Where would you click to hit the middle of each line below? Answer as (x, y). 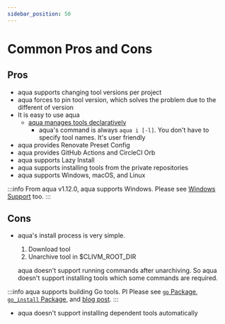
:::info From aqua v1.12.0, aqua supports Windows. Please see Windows (111, 189)
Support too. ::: (29, 196)
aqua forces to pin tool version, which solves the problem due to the (117, 99)
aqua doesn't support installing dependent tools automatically (108, 313)
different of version (46, 107)
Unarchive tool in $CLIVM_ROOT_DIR (82, 257)
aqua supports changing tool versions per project (90, 92)
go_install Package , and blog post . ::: (63, 299)
